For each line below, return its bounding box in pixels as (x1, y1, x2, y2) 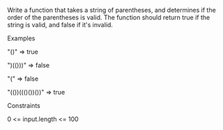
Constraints (7, 101, 40, 110)
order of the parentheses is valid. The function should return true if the (7, 13, 210, 22)
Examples (7, 34, 36, 42)
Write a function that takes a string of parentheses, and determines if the (7, 6, 216, 14)
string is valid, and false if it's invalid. (7, 21, 114, 29)
